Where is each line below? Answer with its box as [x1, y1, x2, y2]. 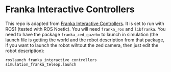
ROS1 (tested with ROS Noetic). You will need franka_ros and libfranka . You [5, 26, 166, 32]
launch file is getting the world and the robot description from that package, [5, 37, 165, 43]
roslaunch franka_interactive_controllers [5, 57, 97, 62]
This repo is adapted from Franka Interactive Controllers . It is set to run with [5, 20, 164, 27]
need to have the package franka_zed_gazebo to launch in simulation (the [5, 31, 158, 37]
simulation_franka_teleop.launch [5, 62, 77, 67]
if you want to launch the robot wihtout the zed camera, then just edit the [5, 42, 159, 48]
